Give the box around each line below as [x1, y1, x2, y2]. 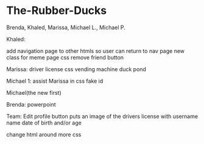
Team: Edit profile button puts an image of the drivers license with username [6, 112, 199, 120]
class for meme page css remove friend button [6, 53, 124, 61]
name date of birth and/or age [6, 119, 82, 126]
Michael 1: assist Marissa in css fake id [6, 77, 104, 84]
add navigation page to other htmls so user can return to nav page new [6, 47, 185, 55]
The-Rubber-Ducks [6, 4, 107, 18]
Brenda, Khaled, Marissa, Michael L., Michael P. [6, 24, 126, 31]
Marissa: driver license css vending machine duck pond [6, 65, 146, 73]
